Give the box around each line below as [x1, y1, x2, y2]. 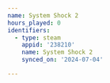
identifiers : [7, 26, 51, 34]
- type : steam [14, 33, 61, 42]
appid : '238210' [21, 41, 76, 49]
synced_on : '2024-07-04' [21, 56, 104, 64]
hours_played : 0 [7, 19, 61, 27]
